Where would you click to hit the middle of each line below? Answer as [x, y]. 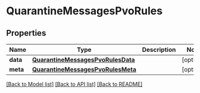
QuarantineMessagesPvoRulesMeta [84, 69]
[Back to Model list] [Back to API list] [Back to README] [74, 84]
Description [159, 50]
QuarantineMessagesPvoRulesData [83, 60]
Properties [26, 33]
